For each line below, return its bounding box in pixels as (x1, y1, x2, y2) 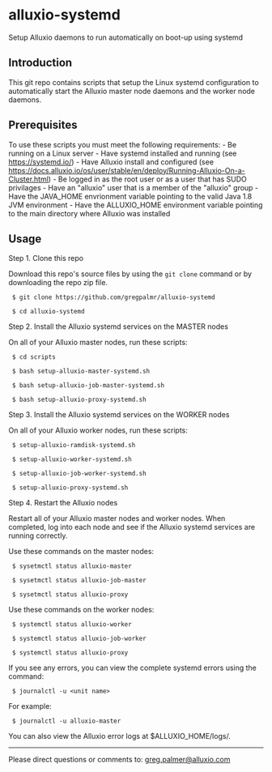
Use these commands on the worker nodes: (8, 605, 155, 615)
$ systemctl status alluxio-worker (11, 621, 132, 629)
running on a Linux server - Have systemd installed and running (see (8, 148, 237, 158)
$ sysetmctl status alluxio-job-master (11, 577, 147, 585)
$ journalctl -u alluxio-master (11, 717, 121, 726)
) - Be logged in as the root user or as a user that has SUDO (48, 174, 247, 184)
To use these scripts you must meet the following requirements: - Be (8, 139, 237, 149)
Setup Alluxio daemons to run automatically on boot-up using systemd (8, 32, 244, 42)
